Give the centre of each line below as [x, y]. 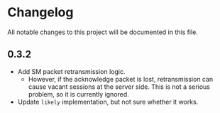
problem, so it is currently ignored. [78, 94]
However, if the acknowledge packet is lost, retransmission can [121, 79]
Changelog [40, 12]
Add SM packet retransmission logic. [71, 71]
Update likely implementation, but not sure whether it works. [108, 102]
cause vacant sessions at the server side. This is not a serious [119, 87]
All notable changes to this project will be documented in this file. [103, 32]
